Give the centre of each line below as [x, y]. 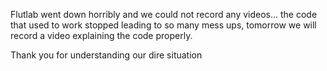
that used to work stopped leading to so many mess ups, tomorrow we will [163, 25]
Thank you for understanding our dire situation [106, 55]
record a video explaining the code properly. [101, 35]
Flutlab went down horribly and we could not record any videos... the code [164, 14]
